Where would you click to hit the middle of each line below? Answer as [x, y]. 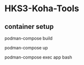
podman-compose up [26, 48]
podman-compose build [29, 38]
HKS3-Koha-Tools [42, 9]
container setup [29, 27]
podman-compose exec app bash [38, 57]
